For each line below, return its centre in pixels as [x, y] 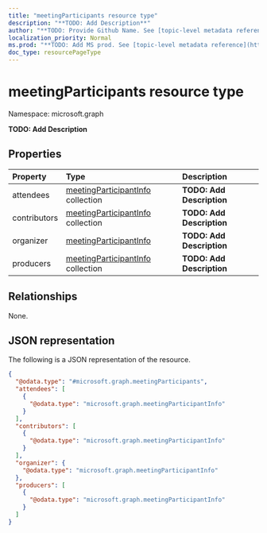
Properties [35, 154]
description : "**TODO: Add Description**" [79, 23]
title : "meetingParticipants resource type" [83, 15]
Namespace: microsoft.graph [56, 114]
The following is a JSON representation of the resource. [99, 360]
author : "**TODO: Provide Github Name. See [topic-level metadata [120, 30]
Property [29, 176]
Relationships [43, 297]
